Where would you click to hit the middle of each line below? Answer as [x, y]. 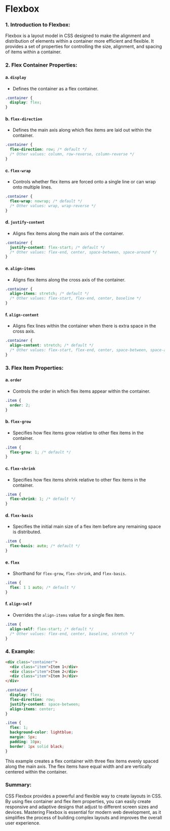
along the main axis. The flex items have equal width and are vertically [78, 766]
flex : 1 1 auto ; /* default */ [43, 588]
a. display [16, 77]
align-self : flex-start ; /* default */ [52, 629]
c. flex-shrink [20, 468]
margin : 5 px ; [24, 737]
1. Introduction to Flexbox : [38, 25]
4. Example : [20, 652]
